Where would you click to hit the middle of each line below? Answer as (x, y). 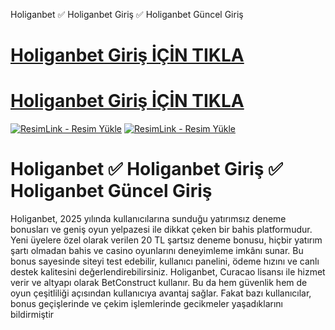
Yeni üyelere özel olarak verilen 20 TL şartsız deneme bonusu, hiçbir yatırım (166, 240)
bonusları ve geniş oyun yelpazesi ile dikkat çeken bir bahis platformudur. (161, 230)
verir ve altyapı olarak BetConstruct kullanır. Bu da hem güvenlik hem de (159, 283)
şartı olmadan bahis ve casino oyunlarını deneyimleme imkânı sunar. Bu (157, 251)
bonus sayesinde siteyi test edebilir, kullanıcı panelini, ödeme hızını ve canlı (165, 261)
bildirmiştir (32, 315)
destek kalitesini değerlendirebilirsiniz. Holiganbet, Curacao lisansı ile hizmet (168, 272)
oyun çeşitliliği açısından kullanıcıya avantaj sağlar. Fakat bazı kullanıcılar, (161, 293)
